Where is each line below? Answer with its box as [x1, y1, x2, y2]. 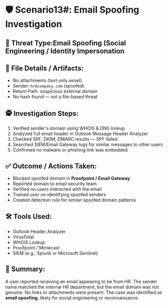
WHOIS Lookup [12, 239, 45, 245]
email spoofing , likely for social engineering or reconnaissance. [5, 294, 139, 301]
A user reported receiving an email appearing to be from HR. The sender [5, 278, 157, 285]
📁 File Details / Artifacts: [5, 64, 84, 72]
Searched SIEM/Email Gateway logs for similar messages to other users [12, 141, 163, 148]
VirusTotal [12, 234, 34, 240]
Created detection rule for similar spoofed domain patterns [12, 197, 136, 203]
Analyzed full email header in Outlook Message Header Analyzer [12, 131, 149, 137]
